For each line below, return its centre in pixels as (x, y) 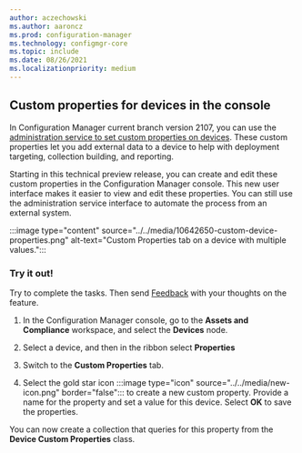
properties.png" (39, 240)
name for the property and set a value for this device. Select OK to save (157, 402)
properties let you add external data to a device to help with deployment (145, 146)
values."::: (28, 249)
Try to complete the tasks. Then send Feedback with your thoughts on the (148, 293)
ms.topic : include (44, 52)
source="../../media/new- (243, 382)
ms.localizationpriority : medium (73, 69)
